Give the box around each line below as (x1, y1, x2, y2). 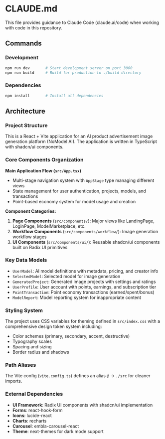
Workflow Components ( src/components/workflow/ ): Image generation (12, 228, 159, 234)
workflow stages (12, 234, 47, 240)
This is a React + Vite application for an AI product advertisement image (5, 133, 153, 140)
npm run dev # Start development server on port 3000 (5, 65, 133, 70)
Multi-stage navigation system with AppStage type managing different (12, 177, 155, 183)
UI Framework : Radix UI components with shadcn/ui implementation (12, 402, 153, 408)
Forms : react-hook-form (12, 407, 63, 413)
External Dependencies (5, 391, 63, 398)
